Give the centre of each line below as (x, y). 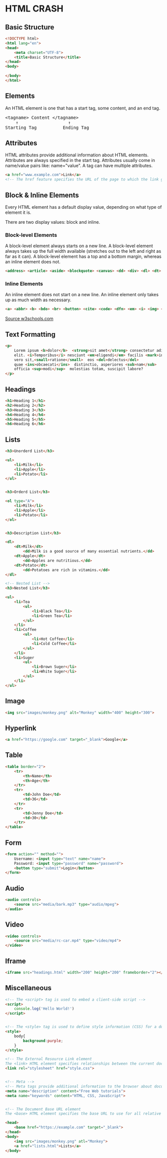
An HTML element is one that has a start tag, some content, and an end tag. (83, 108)
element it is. (18, 212)
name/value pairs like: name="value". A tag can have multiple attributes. (79, 166)
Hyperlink (21, 728)
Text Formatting (30, 334)
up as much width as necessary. (38, 300)
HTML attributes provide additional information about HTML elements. (77, 155)
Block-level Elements (31, 235)
